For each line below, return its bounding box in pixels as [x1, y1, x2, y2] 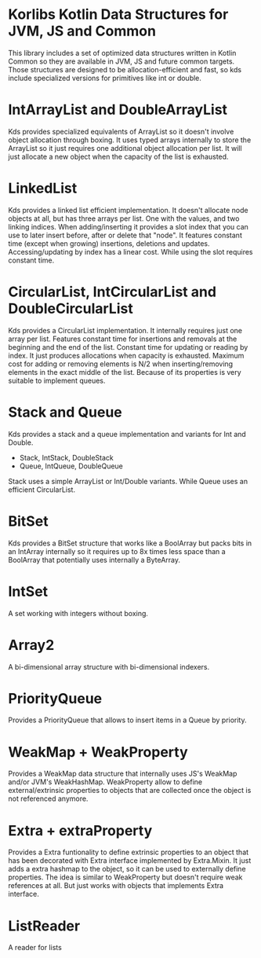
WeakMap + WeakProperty [8, 743, 188, 761]
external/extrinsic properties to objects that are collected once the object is [8, 786, 252, 795]
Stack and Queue [8, 403, 123, 421]
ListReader [8, 917, 81, 934]
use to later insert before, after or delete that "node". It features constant [8, 230, 243, 240]
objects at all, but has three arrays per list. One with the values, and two [8, 214, 240, 223]
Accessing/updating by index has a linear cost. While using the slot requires [8, 247, 253, 256]
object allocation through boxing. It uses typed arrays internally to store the [8, 135, 252, 145]
